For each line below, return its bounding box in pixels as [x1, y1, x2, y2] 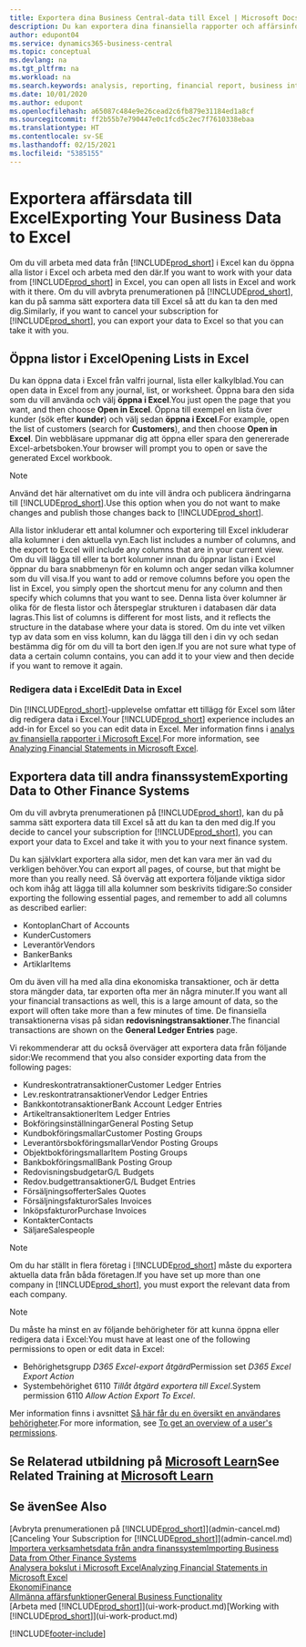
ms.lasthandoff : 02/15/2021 [9, 140, 117, 149]
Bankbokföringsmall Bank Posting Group [22, 1157, 173, 1168]
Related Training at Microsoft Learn [9, 1468, 214, 1483]
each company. [9, 1289, 67, 1300]
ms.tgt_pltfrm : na [9, 65, 79, 74]
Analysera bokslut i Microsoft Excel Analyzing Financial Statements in [9, 1561, 268, 1572]
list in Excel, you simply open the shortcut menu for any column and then [9, 583, 283, 594]
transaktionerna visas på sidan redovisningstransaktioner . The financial [9, 1015, 280, 1026]
